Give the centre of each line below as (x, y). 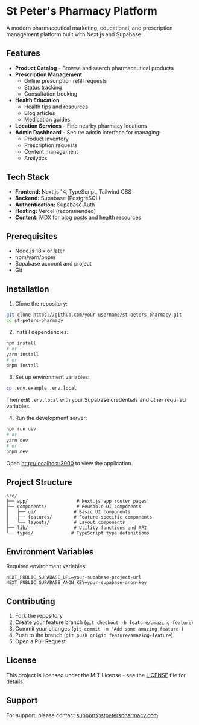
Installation (28, 289)
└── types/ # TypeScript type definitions (78, 533)
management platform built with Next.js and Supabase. (74, 34)
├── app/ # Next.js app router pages (77, 501)
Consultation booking (51, 93)
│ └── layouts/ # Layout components (66, 523)
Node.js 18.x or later (40, 251)
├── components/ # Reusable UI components (74, 507)
